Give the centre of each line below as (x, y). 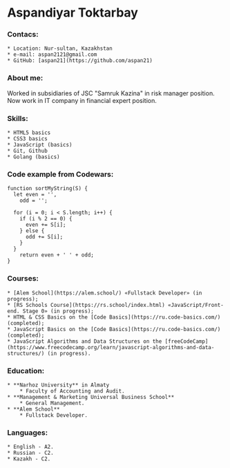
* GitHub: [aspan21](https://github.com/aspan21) (80, 61)
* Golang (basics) (33, 157)
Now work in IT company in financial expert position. (82, 100)
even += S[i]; (46, 225)
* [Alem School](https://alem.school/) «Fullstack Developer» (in (105, 293)
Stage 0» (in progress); (58, 311)
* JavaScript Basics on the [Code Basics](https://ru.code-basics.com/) (114, 329)
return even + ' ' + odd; (57, 255)
